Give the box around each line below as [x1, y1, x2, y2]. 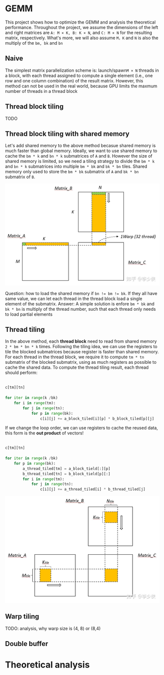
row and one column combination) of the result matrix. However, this [5, 78, 143, 83]
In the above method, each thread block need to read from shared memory [5, 338, 157, 344]
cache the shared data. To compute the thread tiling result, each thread [5, 364, 149, 371]
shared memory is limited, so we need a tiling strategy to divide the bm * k [5, 158, 155, 164]
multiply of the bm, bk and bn [5, 40, 63, 46]
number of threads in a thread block [5, 88, 78, 94]
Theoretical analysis [5, 659, 90, 671]
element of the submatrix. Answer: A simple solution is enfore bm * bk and [5, 300, 155, 307]
